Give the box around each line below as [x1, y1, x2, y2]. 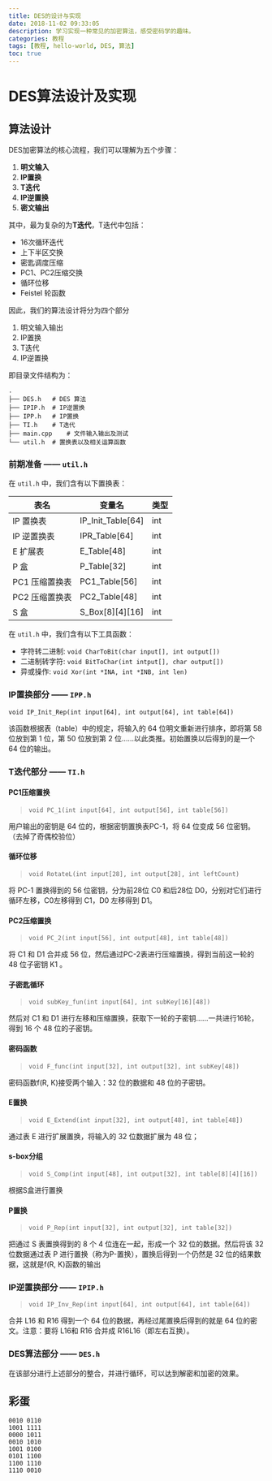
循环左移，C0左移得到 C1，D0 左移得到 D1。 [8, 895, 157, 905]
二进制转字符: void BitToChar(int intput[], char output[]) [19, 657, 224, 667]
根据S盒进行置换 [8, 1185, 63, 1194]
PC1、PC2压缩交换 [19, 268, 84, 277]
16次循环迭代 [19, 237, 64, 247]
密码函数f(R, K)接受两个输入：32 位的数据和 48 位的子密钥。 [8, 1077, 210, 1087]
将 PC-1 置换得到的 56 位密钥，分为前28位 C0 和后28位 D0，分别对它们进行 [8, 885, 262, 895]
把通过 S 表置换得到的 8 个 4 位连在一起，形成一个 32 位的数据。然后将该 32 [8, 1239, 264, 1249]
